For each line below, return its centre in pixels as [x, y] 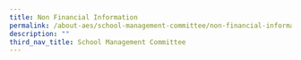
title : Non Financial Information [74, 17]
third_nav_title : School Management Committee [98, 42]
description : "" [39, 34]
